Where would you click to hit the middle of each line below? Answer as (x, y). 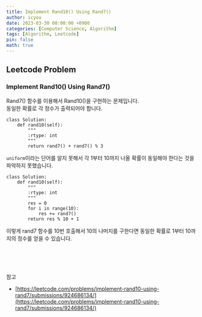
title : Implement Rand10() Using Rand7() (59, 12)
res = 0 (37, 203)
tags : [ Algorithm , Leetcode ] (43, 34)
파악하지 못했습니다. (29, 165)
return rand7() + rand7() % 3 (66, 146)
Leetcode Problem (41, 70)
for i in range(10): (54, 208)
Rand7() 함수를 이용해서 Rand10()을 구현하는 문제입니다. (73, 100)
